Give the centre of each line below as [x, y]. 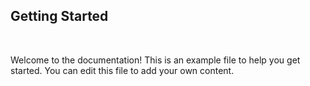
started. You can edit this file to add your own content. [122, 70]
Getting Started [59, 16]
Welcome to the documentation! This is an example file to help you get [155, 60]
